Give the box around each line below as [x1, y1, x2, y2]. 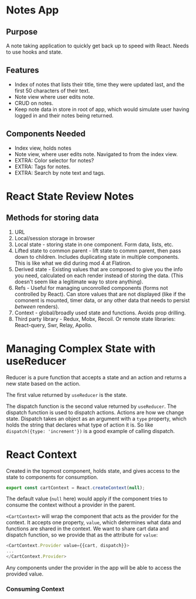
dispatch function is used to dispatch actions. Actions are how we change [6, 408, 184, 416]
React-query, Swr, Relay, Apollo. [14, 321, 92, 328]
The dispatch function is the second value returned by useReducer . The [6, 403, 177, 410]
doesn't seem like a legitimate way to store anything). [14, 278, 143, 285]
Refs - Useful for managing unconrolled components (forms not [14, 284, 169, 291]
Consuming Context [6, 585, 64, 593]
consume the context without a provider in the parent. [6, 501, 136, 508]
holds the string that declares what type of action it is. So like [6, 421, 153, 428]
